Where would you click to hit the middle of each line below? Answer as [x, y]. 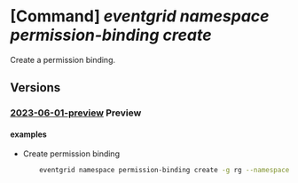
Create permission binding [71, 154]
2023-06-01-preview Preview [76, 113]
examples [28, 134]
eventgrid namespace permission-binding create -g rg [141, 171]
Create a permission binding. [63, 60]
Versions [35, 88]
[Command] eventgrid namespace [140, 16]
